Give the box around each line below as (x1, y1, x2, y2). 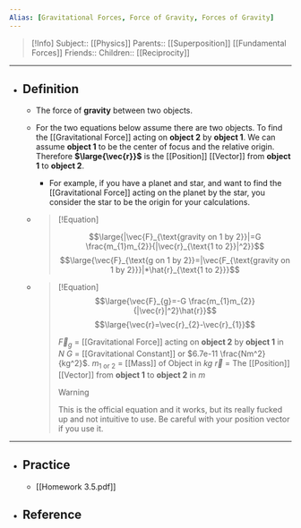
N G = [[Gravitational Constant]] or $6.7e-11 (57, 348, 219, 359)
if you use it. (57, 423, 104, 434)
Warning (57, 387, 90, 398)
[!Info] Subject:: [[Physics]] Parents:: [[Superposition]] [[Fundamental (30, 38, 287, 48)
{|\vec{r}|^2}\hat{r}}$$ (133, 305, 217, 316)
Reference (21, 507, 82, 523)
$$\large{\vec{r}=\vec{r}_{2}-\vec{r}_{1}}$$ (94, 319, 256, 330)
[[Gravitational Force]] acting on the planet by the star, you (48, 187, 266, 198)
